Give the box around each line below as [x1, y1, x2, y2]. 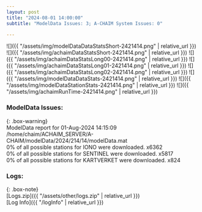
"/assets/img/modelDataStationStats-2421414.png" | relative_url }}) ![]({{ [6, 81, 189, 89]
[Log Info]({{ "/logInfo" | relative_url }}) [6, 199, 104, 206]
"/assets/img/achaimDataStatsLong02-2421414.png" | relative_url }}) [14, 69, 188, 76]
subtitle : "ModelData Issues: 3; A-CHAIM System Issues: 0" [6, 20, 163, 26]
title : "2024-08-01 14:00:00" [6, 15, 84, 21]
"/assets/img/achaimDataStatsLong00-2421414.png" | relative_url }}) [14, 56, 188, 63]
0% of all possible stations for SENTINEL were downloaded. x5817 [6, 150, 173, 157]
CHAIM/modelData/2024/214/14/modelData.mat [6, 137, 127, 144]
